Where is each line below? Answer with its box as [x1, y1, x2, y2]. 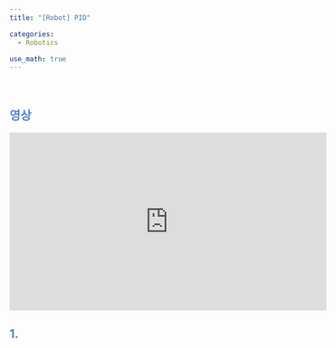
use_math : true [9, 54, 67, 63]
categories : [9, 29, 54, 39]
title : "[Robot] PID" [9, 13, 91, 23]
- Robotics [17, 38, 59, 47]
